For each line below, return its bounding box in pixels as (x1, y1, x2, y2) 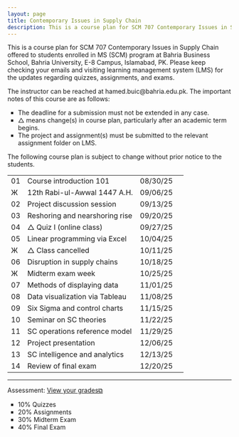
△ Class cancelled (27, 246, 90, 256)
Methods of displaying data (27, 280, 119, 290)
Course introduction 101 (27, 176, 110, 186)
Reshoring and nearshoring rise (27, 211, 133, 221)
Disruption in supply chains (27, 257, 119, 267)
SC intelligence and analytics (27, 349, 124, 359)
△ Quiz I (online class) (27, 222, 103, 232)
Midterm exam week (27, 268, 96, 278)
